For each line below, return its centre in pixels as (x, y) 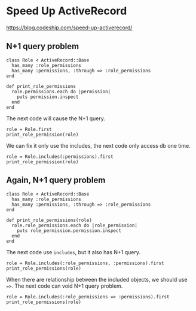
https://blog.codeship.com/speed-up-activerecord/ (69, 28)
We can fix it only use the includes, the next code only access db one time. (99, 145)
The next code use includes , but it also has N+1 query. (73, 252)
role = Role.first (29, 129)
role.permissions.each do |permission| (61, 92)
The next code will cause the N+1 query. (56, 118)
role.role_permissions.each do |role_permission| (74, 225)
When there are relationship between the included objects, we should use (97, 279)
